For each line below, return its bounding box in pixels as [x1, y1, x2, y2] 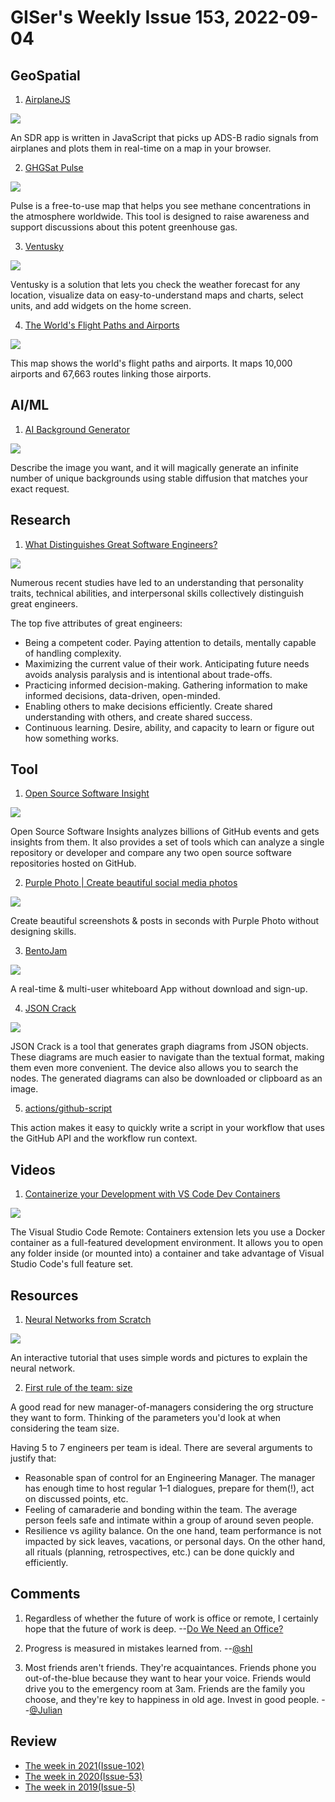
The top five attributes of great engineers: [10, 617, 183, 629]
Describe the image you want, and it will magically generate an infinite [10, 461, 299, 473]
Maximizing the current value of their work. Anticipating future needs [24, 657, 310, 670]
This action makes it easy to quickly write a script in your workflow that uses [10, 1122, 325, 1134]
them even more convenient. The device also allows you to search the [10, 1062, 299, 1074]
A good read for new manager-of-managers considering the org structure [10, 1401, 314, 1413]
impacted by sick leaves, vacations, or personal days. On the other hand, [24, 1536, 326, 1548]
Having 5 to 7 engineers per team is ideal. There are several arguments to [10, 1442, 313, 1454]
